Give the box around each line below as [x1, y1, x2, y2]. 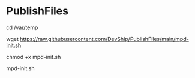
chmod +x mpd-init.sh [6, 53, 61, 60]
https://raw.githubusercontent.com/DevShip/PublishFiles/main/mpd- [20, 35, 189, 42]
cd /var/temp [6, 24, 38, 31]
